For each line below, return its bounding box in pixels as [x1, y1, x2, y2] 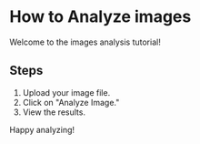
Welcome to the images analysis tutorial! [9, 36, 161, 47]
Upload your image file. [22, 87, 111, 98]
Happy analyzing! [9, 124, 75, 135]
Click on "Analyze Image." [22, 97, 120, 108]
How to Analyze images [9, 6, 192, 27]
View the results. [22, 107, 86, 118]
